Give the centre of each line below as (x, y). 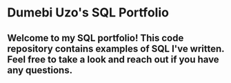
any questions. (40, 70)
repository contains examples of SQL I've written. (116, 48)
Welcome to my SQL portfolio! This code (96, 38)
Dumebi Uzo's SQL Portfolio (88, 13)
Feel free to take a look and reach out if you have (113, 59)
